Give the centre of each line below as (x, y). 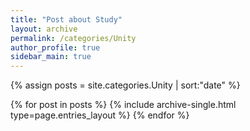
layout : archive (44, 29)
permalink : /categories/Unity (73, 38)
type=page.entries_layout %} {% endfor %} (100, 115)
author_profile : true (55, 47)
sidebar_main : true (51, 57)
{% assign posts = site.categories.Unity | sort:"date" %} (125, 85)
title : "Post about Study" (66, 19)
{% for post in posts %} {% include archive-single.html (123, 105)
